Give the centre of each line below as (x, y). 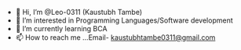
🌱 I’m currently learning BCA (61, 29)
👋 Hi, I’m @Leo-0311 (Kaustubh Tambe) (79, 12)
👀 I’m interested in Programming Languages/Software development (124, 20)
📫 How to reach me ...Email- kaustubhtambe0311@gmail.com (115, 37)
